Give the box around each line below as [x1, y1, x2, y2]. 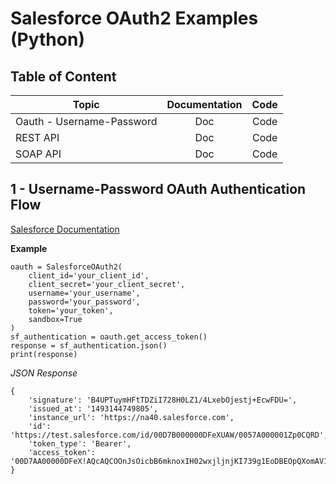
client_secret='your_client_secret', [28, 279, 186, 289]
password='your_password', [28, 297, 141, 307]
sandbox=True [28, 314, 83, 324]
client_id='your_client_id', [28, 270, 150, 281]
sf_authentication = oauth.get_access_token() [10, 332, 208, 342]
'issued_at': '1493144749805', [28, 403, 159, 414]
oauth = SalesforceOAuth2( [10, 262, 123, 272]
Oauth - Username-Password [15, 115, 158, 128]
